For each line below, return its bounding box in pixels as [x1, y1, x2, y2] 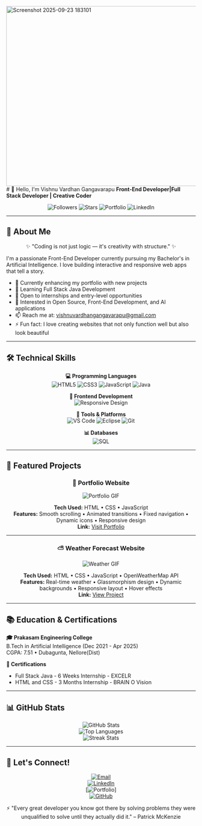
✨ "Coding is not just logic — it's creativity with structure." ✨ [26, 242, 176, 249]
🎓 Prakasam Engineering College [6, 634, 93, 641]
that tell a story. [6, 268, 45, 275]
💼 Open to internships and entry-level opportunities [14, 292, 142, 299]
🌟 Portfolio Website [72, 479, 130, 487]
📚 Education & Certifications [6, 615, 117, 625]
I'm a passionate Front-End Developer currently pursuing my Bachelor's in [6, 254, 190, 262]
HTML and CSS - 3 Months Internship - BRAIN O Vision [14, 679, 152, 686]
